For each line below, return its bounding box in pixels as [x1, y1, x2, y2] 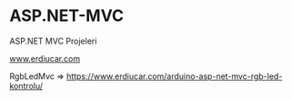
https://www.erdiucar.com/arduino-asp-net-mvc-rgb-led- [66, 70, 283, 82]
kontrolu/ [9, 80, 44, 91]
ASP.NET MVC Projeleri [9, 35, 97, 46]
